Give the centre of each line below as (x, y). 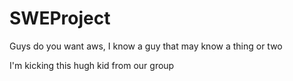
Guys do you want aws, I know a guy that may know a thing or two (146, 46)
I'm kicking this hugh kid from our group (92, 65)
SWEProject (60, 18)
